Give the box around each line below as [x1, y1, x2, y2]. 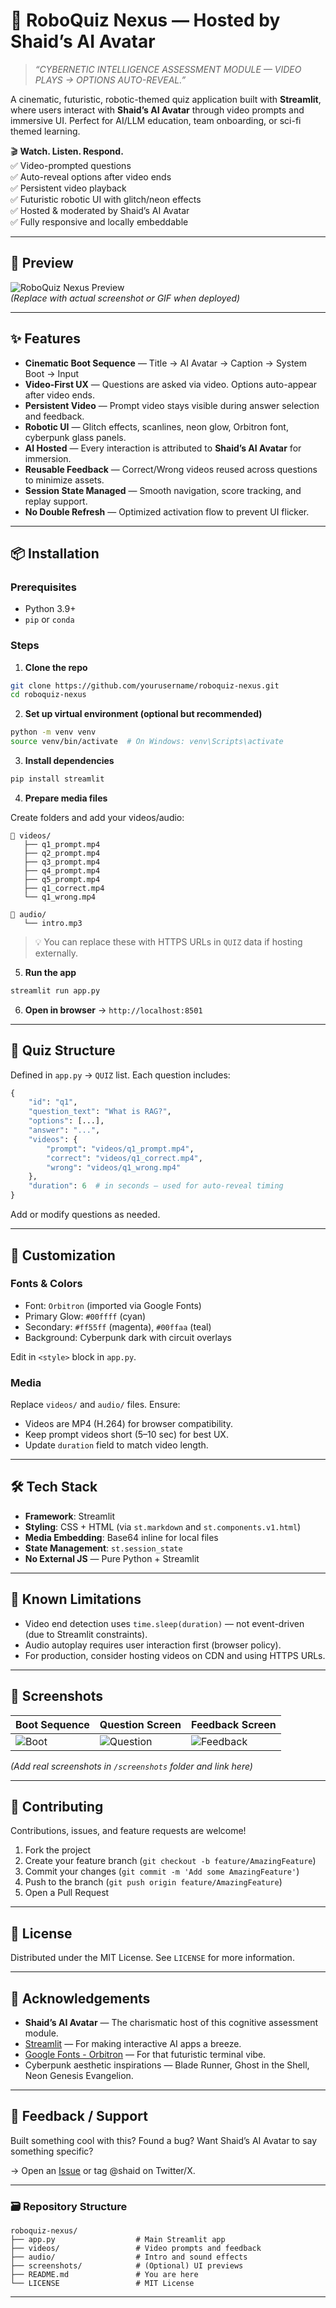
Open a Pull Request [24, 1887, 110, 1899]
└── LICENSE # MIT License [10, 2279, 195, 2289]
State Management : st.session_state [24, 1542, 183, 1554]
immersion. [24, 452, 72, 464]
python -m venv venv [10, 727, 97, 738]
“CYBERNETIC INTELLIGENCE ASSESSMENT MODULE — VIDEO [34, 63, 302, 75]
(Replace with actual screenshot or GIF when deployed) [10, 292, 241, 304]
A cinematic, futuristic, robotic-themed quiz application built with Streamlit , [10, 93, 322, 105]
